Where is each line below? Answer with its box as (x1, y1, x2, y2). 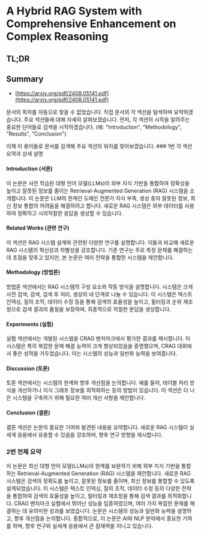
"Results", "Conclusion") (6, 130, 67, 137)
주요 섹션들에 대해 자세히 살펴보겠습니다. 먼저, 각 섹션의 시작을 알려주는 (23, 116, 190, 124)
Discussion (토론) (6, 365, 50, 372)
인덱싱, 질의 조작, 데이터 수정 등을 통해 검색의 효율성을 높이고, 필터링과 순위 (6, 298, 182, 305)
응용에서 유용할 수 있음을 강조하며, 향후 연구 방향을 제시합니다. (17, 431, 163, 438)
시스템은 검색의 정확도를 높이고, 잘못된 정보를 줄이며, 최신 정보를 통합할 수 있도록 (6, 477, 195, 484)
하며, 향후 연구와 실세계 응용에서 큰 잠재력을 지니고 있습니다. (12, 522, 154, 529)
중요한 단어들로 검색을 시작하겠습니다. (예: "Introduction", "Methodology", (6, 124, 182, 131)
